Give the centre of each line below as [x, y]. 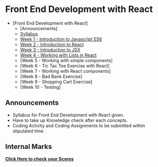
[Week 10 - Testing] [40, 87]
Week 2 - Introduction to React [52, 44]
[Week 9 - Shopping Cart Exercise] [56, 82]
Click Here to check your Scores [39, 158]
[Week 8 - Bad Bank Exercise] [51, 76]
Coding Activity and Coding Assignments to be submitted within [79, 125]
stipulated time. [28, 131]
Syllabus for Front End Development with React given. [68, 115]
